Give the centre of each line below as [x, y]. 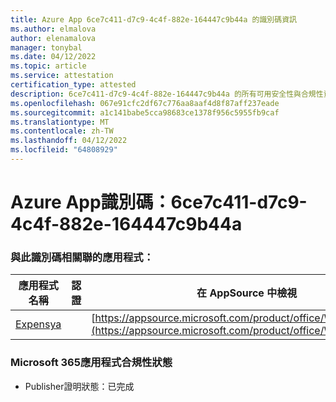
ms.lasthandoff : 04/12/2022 [69, 141]
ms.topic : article [48, 66]
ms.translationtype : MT [60, 122]
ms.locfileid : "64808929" [64, 150]
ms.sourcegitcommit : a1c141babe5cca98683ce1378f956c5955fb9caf [145, 112]
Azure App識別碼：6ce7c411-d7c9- [159, 202]
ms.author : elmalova [53, 29]
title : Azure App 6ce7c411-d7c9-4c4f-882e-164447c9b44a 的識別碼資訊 [153, 19]
